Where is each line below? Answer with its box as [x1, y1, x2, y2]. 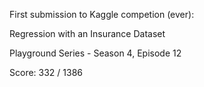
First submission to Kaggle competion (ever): [9, 9, 195, 20]
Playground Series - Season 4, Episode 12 [9, 47, 182, 59]
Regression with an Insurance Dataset [9, 28, 166, 39]
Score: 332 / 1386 [9, 67, 83, 78]
